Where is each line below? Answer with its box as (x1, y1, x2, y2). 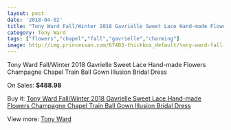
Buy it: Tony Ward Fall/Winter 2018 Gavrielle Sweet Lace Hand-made (7, 94, 201, 103)
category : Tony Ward (7, 29, 67, 36)
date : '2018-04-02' (7, 16, 63, 23)
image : (7, 42, 26, 49)
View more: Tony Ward (7, 115, 71, 123)
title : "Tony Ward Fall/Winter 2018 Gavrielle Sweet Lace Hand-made (7, 23, 208, 29)
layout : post (7, 10, 45, 17)
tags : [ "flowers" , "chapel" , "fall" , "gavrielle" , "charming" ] (7, 36, 180, 42)
